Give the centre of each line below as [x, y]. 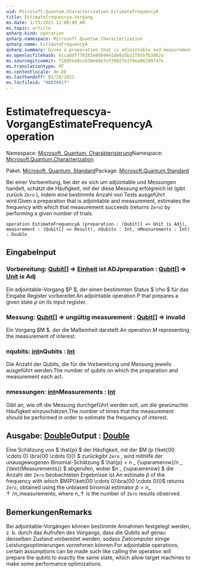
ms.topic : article [28, 28]
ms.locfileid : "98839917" [38, 83]
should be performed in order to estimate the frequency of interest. [87, 417]
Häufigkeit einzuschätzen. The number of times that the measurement [90, 411]
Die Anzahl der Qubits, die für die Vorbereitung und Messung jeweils [89, 364]
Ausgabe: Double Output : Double [68, 436]
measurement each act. [35, 377]
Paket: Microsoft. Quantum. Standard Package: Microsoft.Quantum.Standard [98, 171]
